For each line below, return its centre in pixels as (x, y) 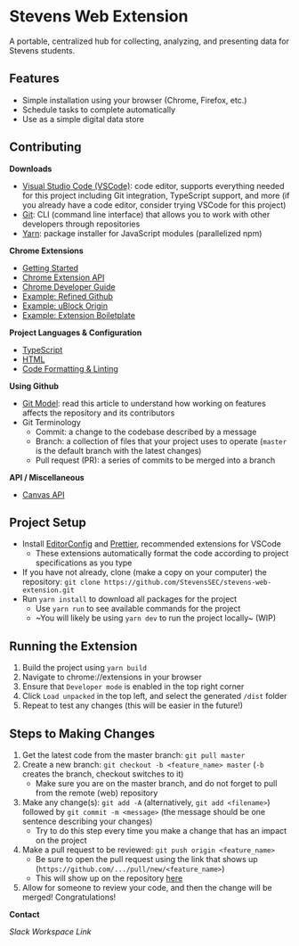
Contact (24, 914)
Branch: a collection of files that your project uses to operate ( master (161, 441)
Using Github (34, 386)
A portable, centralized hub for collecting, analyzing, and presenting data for (149, 41)
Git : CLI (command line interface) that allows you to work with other (146, 214)
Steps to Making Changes (82, 733)
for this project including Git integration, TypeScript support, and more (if (156, 195)
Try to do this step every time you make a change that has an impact (161, 831)
